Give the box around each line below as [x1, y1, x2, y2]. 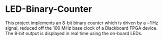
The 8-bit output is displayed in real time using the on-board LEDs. [5, 30, 142, 36]
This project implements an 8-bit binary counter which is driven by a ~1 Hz [5, 20, 158, 26]
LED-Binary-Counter [5, 3, 92, 15]
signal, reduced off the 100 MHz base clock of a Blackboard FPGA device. [5, 25, 157, 31]
